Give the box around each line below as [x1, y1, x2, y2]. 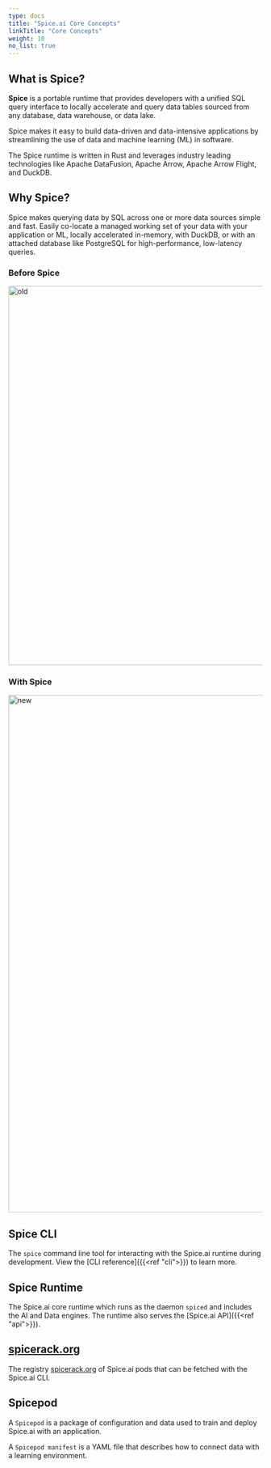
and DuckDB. [8, 167, 52, 177]
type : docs [8, 11, 45, 20]
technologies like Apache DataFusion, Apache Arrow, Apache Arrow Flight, [8, 159, 256, 168]
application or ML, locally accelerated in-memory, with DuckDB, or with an [8, 230, 256, 239]
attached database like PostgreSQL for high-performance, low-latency [8, 238, 243, 247]
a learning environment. [8, 1450, 87, 1460]
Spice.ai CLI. [8, 1373, 51, 1382]
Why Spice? [8, 191, 70, 205]
